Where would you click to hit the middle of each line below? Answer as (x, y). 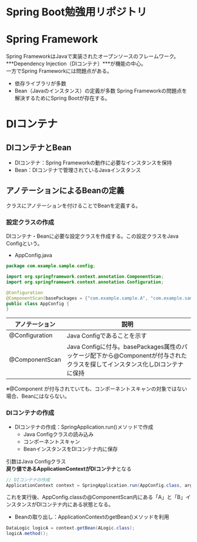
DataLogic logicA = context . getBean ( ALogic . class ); (70, 528)
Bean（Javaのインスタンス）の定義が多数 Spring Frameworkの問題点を (101, 91)
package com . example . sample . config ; (51, 266)
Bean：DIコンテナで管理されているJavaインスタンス (78, 170)
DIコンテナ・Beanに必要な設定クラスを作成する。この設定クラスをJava (92, 236)
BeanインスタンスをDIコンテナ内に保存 (71, 449)
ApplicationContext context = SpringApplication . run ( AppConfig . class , (94, 485)
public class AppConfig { (38, 304)
